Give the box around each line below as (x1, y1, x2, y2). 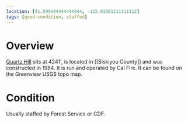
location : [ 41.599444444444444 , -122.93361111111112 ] (6, 8, 140, 15)
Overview (6, 39, 54, 52)
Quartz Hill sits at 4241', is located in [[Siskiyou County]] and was (6, 58, 163, 65)
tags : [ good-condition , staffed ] (6, 14, 88, 20)
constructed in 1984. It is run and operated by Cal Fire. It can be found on (6, 65, 183, 72)
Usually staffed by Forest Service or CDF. (6, 110, 106, 117)
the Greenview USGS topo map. (6, 71, 83, 78)
